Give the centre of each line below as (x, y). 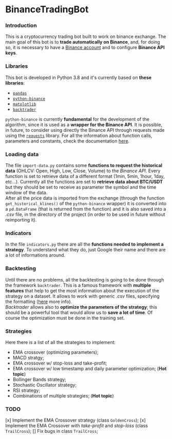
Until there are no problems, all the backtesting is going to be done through (85, 280)
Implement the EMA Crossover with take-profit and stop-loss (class (77, 426)
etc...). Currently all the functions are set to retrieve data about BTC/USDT (84, 182)
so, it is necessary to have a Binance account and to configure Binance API (85, 48)
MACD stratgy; (28, 357)
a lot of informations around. (35, 255)
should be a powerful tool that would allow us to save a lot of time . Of (79, 312)
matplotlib (24, 104)
